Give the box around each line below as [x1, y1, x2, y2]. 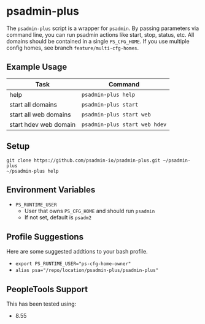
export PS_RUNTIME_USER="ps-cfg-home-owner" [15, 261, 131, 267]
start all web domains [9, 110, 71, 119]
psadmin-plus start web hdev [82, 121, 167, 128]
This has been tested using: [6, 300, 77, 307]
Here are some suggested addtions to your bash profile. [6, 248, 149, 255]
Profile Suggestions [6, 232, 84, 242]
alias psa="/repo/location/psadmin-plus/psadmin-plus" [15, 268, 159, 274]
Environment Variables [6, 184, 96, 195]
